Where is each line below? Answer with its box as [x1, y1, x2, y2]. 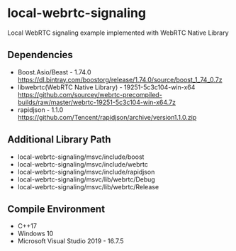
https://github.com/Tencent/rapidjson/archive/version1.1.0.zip [17, 113, 197, 121]
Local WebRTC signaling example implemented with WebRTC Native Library [7, 28, 229, 37]
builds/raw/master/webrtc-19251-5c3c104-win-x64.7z [17, 98, 176, 106]
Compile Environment [7, 203, 105, 215]
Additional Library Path [7, 133, 111, 146]
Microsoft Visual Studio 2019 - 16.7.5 [17, 237, 124, 245]
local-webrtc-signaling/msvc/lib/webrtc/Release [17, 182, 159, 191]
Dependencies [7, 49, 73, 61]
